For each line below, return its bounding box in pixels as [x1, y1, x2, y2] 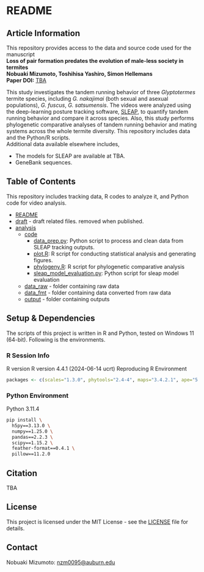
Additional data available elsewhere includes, [6, 141, 120, 147]
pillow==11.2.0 [12, 451, 51, 457]
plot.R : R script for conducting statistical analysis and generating [33, 250, 196, 257]
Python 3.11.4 [6, 405, 40, 413]
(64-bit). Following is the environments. [6, 335, 106, 343]
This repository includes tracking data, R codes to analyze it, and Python [6, 193, 189, 200]
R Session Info [6, 351, 50, 359]
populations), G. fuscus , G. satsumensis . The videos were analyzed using [6, 101, 191, 109]
